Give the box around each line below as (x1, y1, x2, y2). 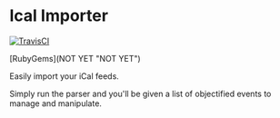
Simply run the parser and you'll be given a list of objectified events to (9, 88, 272, 99)
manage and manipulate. (9, 97, 103, 109)
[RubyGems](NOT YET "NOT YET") (9, 53, 141, 64)
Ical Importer (9, 5, 109, 26)
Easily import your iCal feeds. (9, 70, 120, 82)
